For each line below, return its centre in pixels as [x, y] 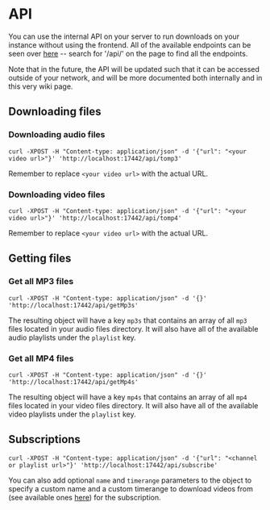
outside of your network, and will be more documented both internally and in [135, 77]
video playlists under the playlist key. [73, 414]
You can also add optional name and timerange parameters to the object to [130, 480]
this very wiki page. [41, 86]
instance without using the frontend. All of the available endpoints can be [130, 44]
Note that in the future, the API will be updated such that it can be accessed [134, 69]
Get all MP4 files [41, 358]
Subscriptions [44, 439]
